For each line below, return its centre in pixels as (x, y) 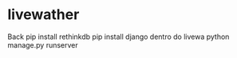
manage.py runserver (43, 44)
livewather (43, 15)
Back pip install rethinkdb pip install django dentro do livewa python (118, 37)
